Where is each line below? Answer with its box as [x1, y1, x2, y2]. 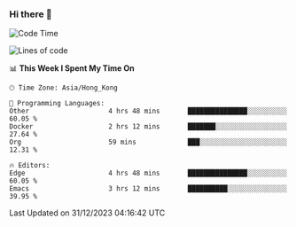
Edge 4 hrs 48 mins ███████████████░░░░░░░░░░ [9, 168, 288, 178]
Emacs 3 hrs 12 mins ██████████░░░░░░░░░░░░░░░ [9, 184, 288, 193]
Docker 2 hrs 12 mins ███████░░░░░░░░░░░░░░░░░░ [9, 122, 288, 131]
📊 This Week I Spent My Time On [9, 63, 135, 74]
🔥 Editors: [9, 161, 51, 170]
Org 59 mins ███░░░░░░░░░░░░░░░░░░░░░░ [9, 137, 288, 147]
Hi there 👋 [9, 8, 53, 20]
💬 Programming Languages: [9, 99, 105, 108]
